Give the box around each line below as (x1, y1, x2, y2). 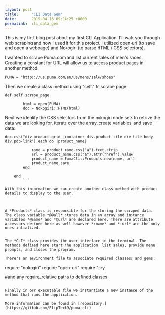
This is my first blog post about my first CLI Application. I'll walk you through (5, 35, 160, 41)
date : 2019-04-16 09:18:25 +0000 (5, 16, 87, 21)
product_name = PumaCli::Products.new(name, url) (31, 156, 135, 161)
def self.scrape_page (5, 93, 50, 98)
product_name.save (31, 161, 69, 166)
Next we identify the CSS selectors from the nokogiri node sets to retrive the (5, 115, 160, 121)
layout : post (5, 7, 32, 12)
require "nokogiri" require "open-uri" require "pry (5, 265, 105, 270)
